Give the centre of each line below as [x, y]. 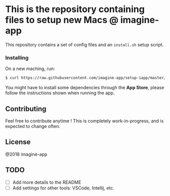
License [18, 142]
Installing [17, 57]
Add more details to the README [47, 182]
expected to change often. [33, 126]
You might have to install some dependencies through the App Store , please [85, 88]
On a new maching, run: [30, 69]
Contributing [26, 109]
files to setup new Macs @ [62, 20]
